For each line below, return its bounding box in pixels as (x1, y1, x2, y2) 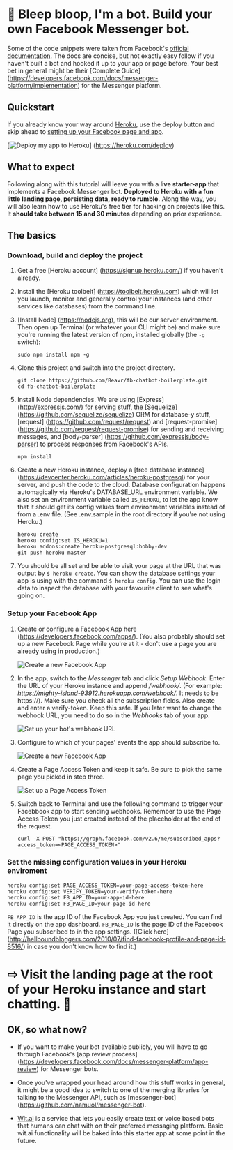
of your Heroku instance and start (7, 982, 207, 997)
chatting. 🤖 (7, 996, 72, 1013)
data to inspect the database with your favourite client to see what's (17, 584, 212, 592)
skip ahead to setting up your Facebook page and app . (7, 127, 164, 135)
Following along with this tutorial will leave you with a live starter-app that (7, 179, 219, 188)
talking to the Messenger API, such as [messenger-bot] (17, 1093, 176, 1101)
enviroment (7, 866, 47, 876)
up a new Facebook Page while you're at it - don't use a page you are (17, 639, 217, 648)
